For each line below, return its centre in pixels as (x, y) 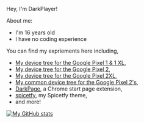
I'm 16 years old (35, 32)
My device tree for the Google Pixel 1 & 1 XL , (70, 63)
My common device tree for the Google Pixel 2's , (77, 82)
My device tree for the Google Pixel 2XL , (66, 76)
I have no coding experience (51, 39)
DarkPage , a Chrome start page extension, (69, 89)
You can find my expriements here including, (63, 51)
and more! (28, 102)
